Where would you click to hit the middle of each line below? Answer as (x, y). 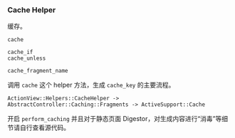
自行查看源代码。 (45, 128)
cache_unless (27, 58)
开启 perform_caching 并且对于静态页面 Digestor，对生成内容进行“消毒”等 (115, 119)
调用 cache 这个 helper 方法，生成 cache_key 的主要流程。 (91, 85)
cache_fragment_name (38, 71)
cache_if (20, 52)
